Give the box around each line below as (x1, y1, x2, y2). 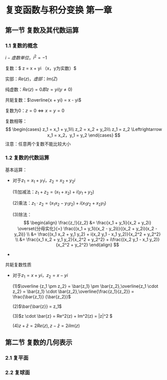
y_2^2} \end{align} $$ (74, 242, 120, 248)
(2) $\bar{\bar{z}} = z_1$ (12, 303, 62, 309)
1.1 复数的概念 (5, 42, 38, 49)
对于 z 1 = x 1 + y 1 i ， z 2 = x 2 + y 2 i (12, 177, 76, 184)
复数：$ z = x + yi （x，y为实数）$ (5, 65, 77, 71)
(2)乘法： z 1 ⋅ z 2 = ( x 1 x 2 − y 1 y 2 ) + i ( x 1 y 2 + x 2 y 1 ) (12, 200, 107, 207)
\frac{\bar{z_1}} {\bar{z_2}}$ (12, 294, 71, 300)
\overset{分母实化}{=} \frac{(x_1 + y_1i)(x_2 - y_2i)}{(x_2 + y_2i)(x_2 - (17, 226, 158, 232)
